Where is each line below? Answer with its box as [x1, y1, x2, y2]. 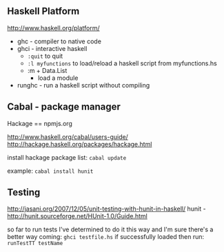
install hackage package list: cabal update [7, 153, 127, 161]
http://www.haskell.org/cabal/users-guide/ [7, 132, 129, 140]
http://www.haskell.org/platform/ [7, 23, 100, 32]
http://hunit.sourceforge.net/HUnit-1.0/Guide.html [7, 212, 148, 220]
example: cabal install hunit [7, 167, 94, 175]
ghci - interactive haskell [17, 44, 88, 52]
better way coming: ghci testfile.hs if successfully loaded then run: [7, 233, 205, 241]
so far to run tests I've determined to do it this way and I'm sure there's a [7, 225, 214, 233]
